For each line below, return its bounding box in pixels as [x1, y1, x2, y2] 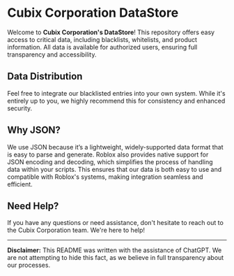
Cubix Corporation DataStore [7, 5, 179, 21]
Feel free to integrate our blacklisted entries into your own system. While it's [7, 89, 226, 97]
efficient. [7, 180, 33, 188]
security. [7, 103, 33, 112]
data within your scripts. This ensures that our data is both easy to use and [7, 165, 221, 173]
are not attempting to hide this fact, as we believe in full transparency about [7, 254, 224, 262]
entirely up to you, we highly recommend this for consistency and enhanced [7, 96, 226, 105]
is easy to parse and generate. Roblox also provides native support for [7, 150, 209, 159]
